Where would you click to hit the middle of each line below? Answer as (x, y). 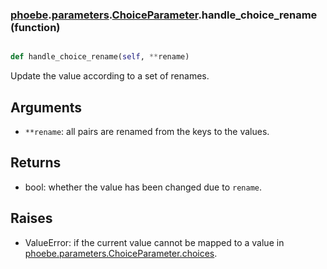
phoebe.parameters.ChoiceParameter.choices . (121, 253)
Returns (36, 163)
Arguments (46, 107)
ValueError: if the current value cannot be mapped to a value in (154, 242)
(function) (35, 27)
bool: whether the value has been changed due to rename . (143, 187)
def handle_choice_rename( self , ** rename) (100, 57)
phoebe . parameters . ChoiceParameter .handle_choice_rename (164, 15)
